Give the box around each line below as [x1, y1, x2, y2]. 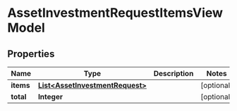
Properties [7, 48, 55, 60]
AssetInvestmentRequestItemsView [7, 5, 224, 21]
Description [153, 69, 194, 78]
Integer [37, 92, 63, 101]
